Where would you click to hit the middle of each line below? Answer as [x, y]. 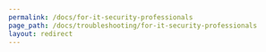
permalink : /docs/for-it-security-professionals [101, 17]
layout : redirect [41, 33]
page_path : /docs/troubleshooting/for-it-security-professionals [133, 26]
